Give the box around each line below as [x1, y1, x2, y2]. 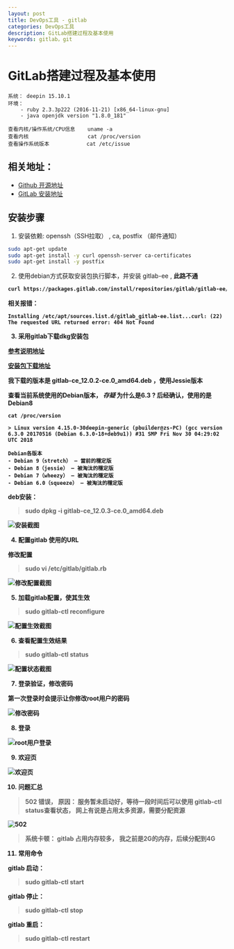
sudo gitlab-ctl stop [24, 906, 83, 914]
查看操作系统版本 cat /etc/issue [8, 140, 131, 148]
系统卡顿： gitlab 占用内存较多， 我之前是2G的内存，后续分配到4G [24, 834, 216, 843]
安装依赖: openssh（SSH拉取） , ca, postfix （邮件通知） [17, 231, 181, 240]
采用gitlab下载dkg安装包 [17, 332, 89, 340]
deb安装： [8, 493, 37, 501]
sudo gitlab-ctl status [24, 650, 89, 659]
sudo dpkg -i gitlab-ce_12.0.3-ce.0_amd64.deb [24, 506, 164, 515]
